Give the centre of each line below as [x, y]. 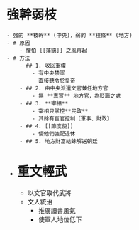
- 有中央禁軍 [49, 73]
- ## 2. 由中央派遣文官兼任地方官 [64, 88]
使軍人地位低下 [60, 219]
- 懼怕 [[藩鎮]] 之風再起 [54, 51]
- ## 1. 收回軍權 [43, 66]
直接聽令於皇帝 [57, 80]
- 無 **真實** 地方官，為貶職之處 [77, 96]
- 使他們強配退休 [54, 134]
